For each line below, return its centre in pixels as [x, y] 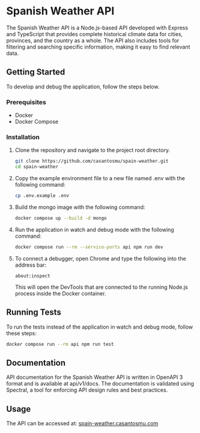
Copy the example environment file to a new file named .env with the [100, 178]
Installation [23, 137]
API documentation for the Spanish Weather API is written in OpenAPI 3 [95, 377]
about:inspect [32, 276]
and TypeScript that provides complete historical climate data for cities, [95, 34]
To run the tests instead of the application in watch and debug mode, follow [100, 327]
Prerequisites [26, 102]
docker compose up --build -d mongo [61, 218]
